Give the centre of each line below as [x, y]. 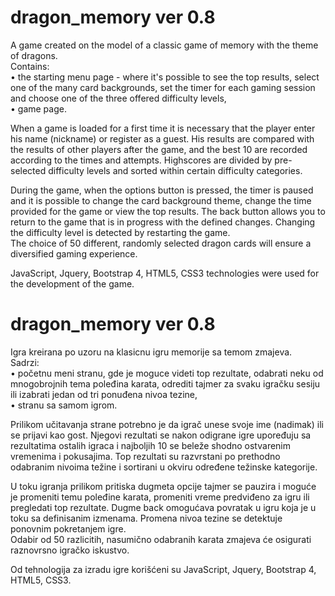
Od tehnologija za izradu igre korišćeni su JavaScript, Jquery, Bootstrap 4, [163, 569]
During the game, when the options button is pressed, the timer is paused [162, 190]
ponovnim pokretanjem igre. [68, 528]
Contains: [30, 66]
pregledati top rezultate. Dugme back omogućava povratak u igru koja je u [163, 507]
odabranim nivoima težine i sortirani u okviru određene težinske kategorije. [164, 467]
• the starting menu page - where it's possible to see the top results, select [165, 77]
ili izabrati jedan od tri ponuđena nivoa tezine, [104, 394]
